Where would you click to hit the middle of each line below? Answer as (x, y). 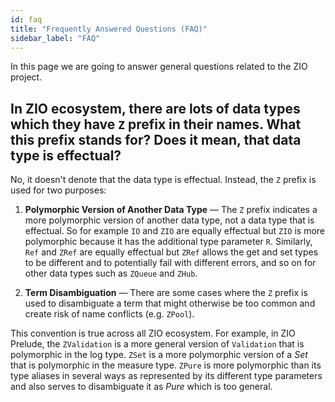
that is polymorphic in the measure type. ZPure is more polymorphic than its (166, 365)
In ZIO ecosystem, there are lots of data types (155, 108)
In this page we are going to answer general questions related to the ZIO (159, 67)
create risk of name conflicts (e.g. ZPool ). (109, 314)
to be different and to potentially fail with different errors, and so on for (170, 263)
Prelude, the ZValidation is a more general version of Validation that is (157, 344)
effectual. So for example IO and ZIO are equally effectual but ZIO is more (175, 231)
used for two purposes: (58, 190)
